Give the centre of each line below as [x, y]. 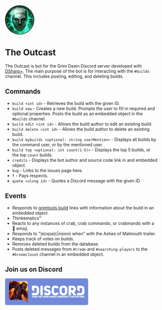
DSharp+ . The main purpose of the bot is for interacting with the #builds [77, 71]
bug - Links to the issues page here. [48, 170]
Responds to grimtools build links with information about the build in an [83, 207]
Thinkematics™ [27, 218]
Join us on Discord [34, 269]
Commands [23, 92]
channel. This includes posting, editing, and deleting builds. [65, 76]
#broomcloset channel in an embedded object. [58, 254]
